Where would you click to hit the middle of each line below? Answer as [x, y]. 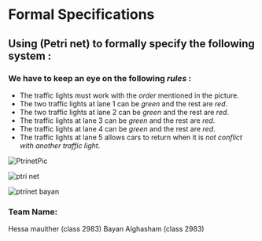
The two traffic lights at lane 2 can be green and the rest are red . [124, 112]
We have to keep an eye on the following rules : [100, 78]
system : [30, 56]
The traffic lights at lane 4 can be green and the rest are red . [117, 128]
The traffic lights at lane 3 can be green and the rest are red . [117, 120]
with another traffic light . [60, 145]
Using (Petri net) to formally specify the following [132, 44]
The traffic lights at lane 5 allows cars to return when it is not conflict [131, 137]
